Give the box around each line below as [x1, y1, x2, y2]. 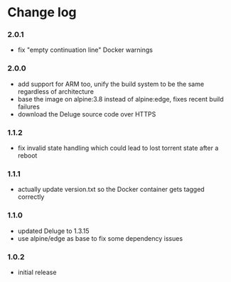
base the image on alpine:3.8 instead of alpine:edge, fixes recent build [17, 94, 224, 103]
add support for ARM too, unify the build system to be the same [17, 80, 205, 88]
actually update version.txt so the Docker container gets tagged [17, 185, 205, 194]
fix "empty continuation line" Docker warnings [17, 45, 153, 54]
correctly [17, 192, 45, 201]
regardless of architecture [17, 87, 95, 96]
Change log [7, 4, 77, 21]
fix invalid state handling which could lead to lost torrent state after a [17, 143, 219, 153]
